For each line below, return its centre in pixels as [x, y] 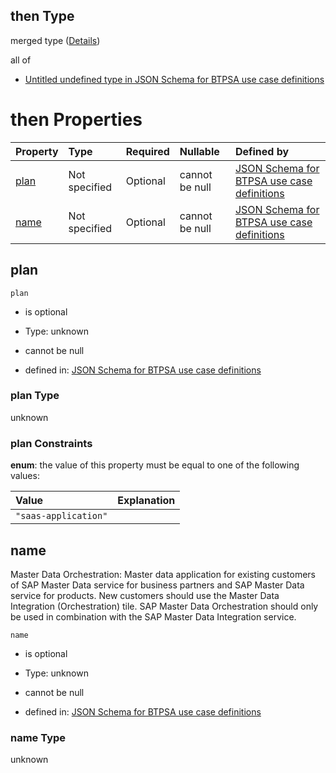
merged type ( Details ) [55, 40]
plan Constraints [51, 443]
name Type [38, 737]
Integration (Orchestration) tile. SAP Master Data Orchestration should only [164, 606]
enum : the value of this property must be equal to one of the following [155, 465]
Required [147, 151]
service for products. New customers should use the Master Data [145, 595]
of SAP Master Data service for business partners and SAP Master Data [157, 585]
